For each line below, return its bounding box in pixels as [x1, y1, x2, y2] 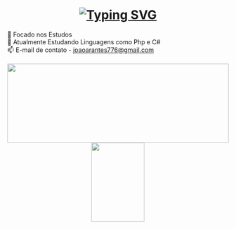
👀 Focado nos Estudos [7, 30, 72, 39]
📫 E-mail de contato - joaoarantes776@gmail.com [7, 46, 155, 54]
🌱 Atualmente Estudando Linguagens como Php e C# [7, 37, 161, 46]
